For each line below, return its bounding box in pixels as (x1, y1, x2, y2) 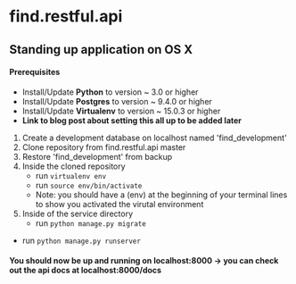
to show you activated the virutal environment (35, 198, 204, 209)
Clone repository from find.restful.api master (21, 141, 186, 153)
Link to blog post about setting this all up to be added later (21, 114, 243, 126)
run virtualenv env (35, 170, 107, 180)
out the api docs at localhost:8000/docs (9, 265, 162, 276)
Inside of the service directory (21, 208, 134, 219)
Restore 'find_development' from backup (21, 151, 173, 162)
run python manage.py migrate (35, 217, 147, 229)
